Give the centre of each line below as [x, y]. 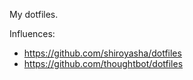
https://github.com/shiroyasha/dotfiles [102, 53]
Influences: [32, 33]
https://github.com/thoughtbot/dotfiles [103, 63]
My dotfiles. [34, 14]
